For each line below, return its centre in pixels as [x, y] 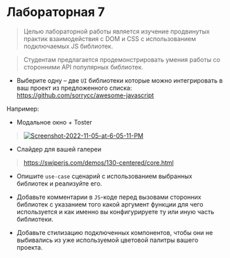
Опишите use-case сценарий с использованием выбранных [104, 176]
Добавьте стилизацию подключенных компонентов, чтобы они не [115, 232]
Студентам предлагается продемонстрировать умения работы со [122, 59]
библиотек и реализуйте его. [59, 183]
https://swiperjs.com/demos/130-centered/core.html [98, 162]
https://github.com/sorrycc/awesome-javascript [85, 95]
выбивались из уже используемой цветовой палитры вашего [107, 240]
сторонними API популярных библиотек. [83, 67]
